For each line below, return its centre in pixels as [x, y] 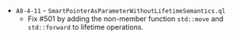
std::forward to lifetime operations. [86, 27]
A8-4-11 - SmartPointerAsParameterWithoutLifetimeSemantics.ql [120, 11]
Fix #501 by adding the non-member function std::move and [126, 19]
